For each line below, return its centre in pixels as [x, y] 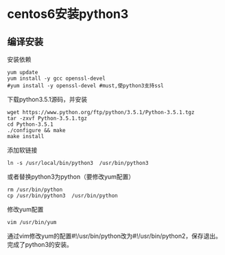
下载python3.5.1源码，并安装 [47, 99]
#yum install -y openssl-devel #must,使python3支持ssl [85, 86]
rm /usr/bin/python [35, 190]
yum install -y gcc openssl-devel [57, 78]
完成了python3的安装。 [40, 244]
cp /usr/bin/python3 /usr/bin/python [62, 196]
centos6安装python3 [68, 14]
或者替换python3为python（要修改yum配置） [71, 177]
